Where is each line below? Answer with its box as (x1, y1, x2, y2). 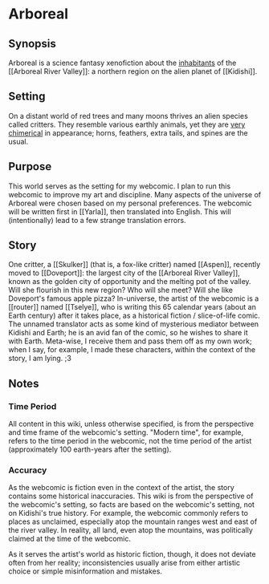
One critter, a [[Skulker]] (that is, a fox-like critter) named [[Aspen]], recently (8, 260, 261, 270)
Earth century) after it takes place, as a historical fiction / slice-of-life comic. (8, 310, 261, 321)
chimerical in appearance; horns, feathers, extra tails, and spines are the (8, 128, 248, 137)
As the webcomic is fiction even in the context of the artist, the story (8, 483, 234, 493)
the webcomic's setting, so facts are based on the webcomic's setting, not (8, 500, 255, 509)
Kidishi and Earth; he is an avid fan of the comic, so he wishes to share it (8, 328, 249, 338)
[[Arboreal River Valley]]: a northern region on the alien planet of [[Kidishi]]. (8, 67, 258, 76)
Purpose (8, 160, 52, 173)
